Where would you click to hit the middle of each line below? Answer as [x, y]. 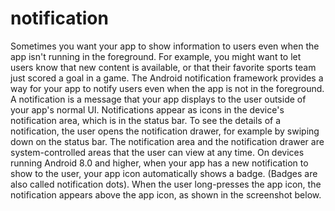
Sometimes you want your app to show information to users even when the [165, 46]
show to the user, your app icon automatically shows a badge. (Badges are [164, 173]
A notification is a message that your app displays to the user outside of [158, 99]
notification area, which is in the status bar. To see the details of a [146, 120]
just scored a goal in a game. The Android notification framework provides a [167, 78]
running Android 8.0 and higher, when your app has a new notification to [159, 163]
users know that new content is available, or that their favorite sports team [163, 67]
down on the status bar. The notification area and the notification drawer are [167, 141]
